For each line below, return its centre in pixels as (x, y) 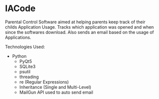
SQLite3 (27, 66)
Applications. (18, 37)
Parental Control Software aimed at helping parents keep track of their (75, 22)
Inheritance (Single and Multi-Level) (55, 87)
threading (29, 77)
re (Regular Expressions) (44, 82)
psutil (25, 71)
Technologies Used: (25, 47)
